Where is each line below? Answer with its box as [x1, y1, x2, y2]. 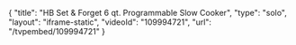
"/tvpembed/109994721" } [8, 26, 105, 36]
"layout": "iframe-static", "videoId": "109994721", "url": [8, 17, 212, 27]
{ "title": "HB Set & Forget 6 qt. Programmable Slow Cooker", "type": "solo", [8, 8, 287, 18]
